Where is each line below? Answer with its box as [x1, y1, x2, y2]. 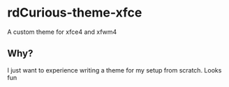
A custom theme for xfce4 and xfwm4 [7, 28, 117, 36]
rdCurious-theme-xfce [7, 5, 142, 21]
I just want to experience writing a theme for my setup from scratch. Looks [7, 66, 222, 74]
